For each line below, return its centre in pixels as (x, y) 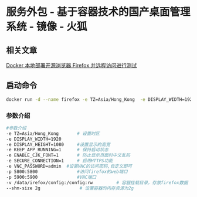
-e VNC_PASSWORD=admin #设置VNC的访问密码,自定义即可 (69, 167)
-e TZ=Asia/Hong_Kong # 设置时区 (53, 133)
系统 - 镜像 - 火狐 (47, 27)
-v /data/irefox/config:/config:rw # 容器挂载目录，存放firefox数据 (97, 182)
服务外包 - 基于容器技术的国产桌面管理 (98, 12)
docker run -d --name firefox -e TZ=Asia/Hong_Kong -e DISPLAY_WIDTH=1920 (101, 99)
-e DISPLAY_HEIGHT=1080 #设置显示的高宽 (58, 144)
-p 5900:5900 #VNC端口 (51, 177)
